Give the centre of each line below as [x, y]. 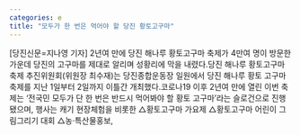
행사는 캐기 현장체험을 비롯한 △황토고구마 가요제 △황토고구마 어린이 [156, 109]
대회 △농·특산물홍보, [77, 120]
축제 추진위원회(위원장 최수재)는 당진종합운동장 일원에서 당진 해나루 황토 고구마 [148, 75]
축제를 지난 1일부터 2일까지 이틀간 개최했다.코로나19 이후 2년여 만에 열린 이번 [144, 86]
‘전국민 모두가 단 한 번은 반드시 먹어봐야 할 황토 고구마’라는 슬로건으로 [147, 98]
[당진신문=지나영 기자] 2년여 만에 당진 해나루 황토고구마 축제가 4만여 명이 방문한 [150, 53]
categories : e [36, 18]
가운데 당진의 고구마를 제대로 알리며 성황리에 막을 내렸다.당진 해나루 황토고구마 [147, 64]
